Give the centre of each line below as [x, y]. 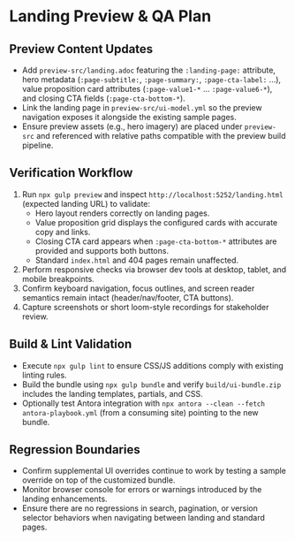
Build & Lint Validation [71, 344]
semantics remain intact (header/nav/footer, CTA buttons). [128, 297]
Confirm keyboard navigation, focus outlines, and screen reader [138, 288]
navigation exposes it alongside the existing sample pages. [129, 117]
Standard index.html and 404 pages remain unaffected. [137, 260]
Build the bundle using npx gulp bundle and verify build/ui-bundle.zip [151, 384]
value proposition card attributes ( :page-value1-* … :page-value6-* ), [147, 89]
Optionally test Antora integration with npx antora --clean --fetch [143, 403]
